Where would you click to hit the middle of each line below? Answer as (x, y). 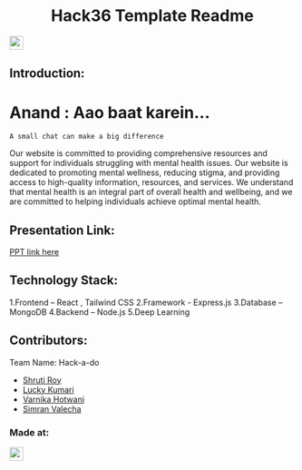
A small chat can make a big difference (87, 137)
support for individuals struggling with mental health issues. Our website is (149, 163)
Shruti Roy (42, 380)
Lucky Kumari (48, 389)
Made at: (29, 432)
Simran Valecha (52, 408)
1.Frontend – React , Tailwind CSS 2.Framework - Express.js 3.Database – (146, 302)
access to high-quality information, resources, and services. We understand (151, 182)
